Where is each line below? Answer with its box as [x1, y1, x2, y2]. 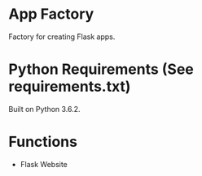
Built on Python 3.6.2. [8, 104, 81, 114]
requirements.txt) [8, 78, 131, 96]
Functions [8, 133, 77, 151]
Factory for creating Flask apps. [8, 32, 116, 41]
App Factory [8, 5, 94, 24]
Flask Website [20, 159, 68, 169]
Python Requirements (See [8, 60, 194, 79]
